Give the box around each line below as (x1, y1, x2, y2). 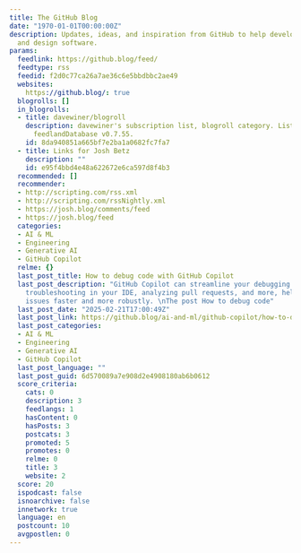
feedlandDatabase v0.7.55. (32, 130, 134, 139)
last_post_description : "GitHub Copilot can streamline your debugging (17, 280, 291, 289)
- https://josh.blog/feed (17, 212, 115, 222)
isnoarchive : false (17, 497, 90, 505)
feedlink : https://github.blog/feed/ (17, 55, 159, 64)
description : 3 (25, 396, 82, 406)
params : (9, 47, 39, 56)
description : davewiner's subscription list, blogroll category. (25, 122, 275, 131)
